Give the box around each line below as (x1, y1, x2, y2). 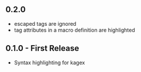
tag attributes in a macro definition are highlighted (14, 26, 136, 33)
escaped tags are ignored (14, 20, 77, 27)
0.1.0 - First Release (5, 43, 79, 53)
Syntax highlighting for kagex (14, 59, 85, 66)
